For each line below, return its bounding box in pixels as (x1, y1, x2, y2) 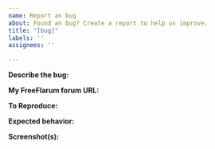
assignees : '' (8, 41, 56, 49)
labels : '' (8, 33, 45, 42)
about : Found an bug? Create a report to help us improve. (8, 19, 209, 27)
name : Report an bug (8, 11, 77, 20)
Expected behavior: (8, 116, 75, 126)
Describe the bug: (8, 70, 69, 80)
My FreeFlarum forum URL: (8, 85, 100, 96)
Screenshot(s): (8, 132, 60, 142)
